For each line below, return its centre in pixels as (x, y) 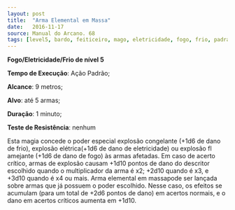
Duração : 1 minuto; (35, 114)
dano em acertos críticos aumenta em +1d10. (72, 201)
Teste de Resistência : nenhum (52, 127)
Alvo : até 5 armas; (34, 100)
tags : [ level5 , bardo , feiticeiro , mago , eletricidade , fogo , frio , (109, 40)
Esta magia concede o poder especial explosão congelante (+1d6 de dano (114, 141)
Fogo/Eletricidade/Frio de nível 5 (56, 59)
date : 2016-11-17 (36, 27)
